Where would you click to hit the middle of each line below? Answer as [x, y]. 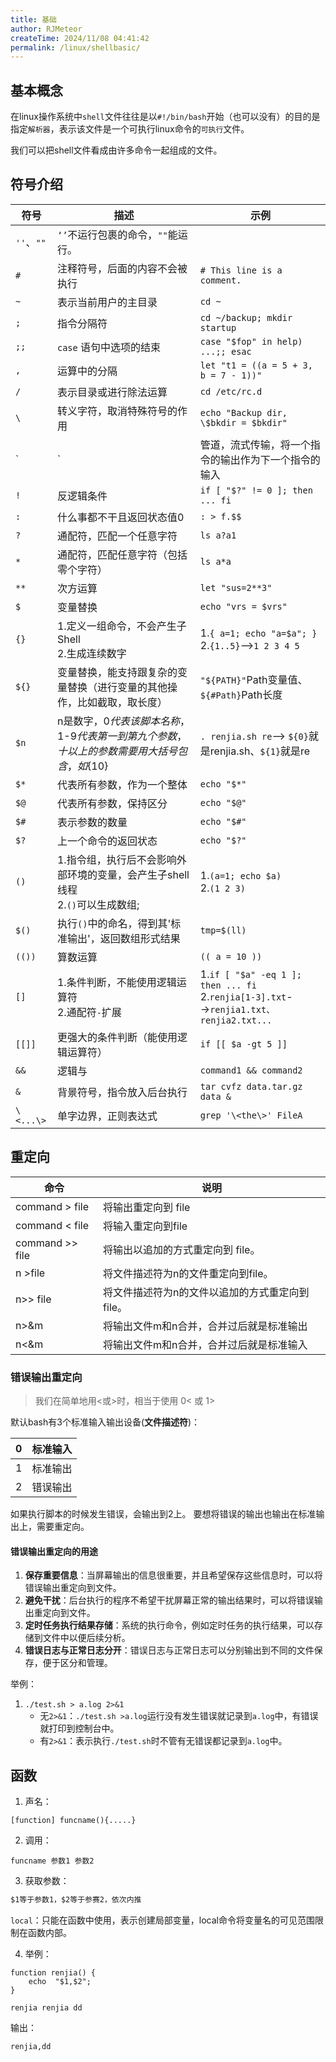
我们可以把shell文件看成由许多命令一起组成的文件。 [116, 150]
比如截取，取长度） [122, 702]
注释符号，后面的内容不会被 [122, 268]
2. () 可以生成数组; [98, 904]
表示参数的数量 [92, 822]
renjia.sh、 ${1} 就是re [260, 751]
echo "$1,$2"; [60, 1981]
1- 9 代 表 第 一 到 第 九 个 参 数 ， [122, 736]
